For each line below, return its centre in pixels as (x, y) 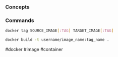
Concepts (18, 7)
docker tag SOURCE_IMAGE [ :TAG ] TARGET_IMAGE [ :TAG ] (60, 31)
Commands (20, 20)
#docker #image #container (34, 49)
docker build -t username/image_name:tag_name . (57, 40)
